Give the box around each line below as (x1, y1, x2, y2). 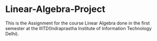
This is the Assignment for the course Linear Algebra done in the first (5, 20, 150, 26)
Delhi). (5, 30, 19, 36)
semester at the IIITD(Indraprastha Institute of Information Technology (5, 25, 152, 31)
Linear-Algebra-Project (5, 3, 106, 15)
